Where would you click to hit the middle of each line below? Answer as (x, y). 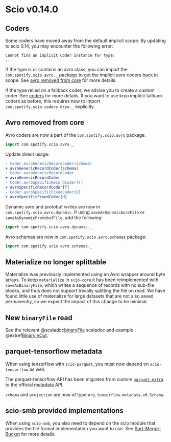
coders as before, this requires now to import (53, 101)
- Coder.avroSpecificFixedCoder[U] (43, 192)
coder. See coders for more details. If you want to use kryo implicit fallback (84, 96)
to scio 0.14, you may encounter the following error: (59, 46)
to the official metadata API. (34, 385)
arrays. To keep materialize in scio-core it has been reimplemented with (82, 280)
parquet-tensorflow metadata (54, 352)
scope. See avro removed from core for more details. (61, 80)
